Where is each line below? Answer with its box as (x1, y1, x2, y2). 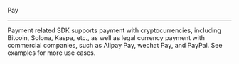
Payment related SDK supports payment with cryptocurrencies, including (7, 26, 222, 34)
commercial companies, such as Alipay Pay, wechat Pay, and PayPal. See (7, 41, 223, 49)
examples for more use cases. (7, 49, 96, 57)
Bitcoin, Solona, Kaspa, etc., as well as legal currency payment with (7, 34, 205, 41)
